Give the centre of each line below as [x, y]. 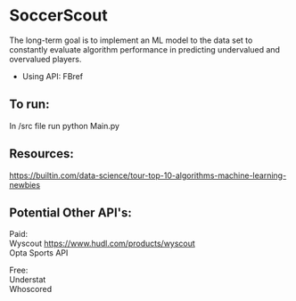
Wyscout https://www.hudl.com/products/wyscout [103, 244]
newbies [25, 184]
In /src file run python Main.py [65, 126]
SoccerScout [59, 16]
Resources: [41, 154]
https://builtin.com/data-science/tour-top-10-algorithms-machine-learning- [148, 175]
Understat [28, 280]
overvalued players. [45, 59]
